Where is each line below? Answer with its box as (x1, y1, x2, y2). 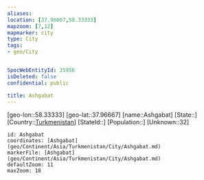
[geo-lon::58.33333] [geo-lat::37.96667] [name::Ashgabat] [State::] (7, 111, 198, 119)
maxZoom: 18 (7, 168, 41, 175)
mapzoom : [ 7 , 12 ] (7, 23, 54, 30)
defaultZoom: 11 (7, 161, 54, 168)
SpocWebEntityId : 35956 (7, 67, 76, 74)
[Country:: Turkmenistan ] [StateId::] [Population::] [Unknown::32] (7, 118, 190, 126)
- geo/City (7, 49, 38, 56)
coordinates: (7, 137, 45, 144)
